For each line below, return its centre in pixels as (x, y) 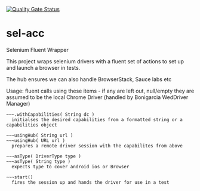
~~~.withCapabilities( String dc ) (50, 114)
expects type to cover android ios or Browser (70, 167)
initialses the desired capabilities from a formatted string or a (97, 119)
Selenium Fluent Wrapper (37, 50)
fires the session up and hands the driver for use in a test (90, 182)
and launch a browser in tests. (43, 67)
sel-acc (25, 33)
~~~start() (20, 177)
